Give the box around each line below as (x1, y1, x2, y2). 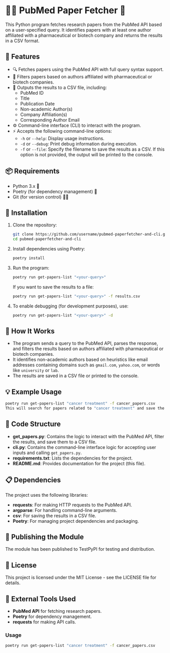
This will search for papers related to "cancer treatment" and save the (5, 406, 165, 411)
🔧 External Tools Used (5, 594, 76, 603)
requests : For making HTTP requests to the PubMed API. (12, 501, 132, 508)
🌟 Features (5, 52, 40, 61)
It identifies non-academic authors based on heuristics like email (12, 356, 148, 363)
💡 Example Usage (5, 387, 62, 396)
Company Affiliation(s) (20, 111, 67, 118)
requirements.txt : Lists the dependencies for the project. (12, 455, 133, 461)
